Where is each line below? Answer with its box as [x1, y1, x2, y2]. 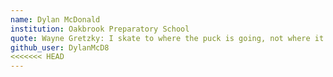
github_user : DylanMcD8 [10, 42, 110, 53]
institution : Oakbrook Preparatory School [10, 24, 190, 34]
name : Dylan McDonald [10, 14, 101, 25]
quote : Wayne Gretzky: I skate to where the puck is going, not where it [10, 33, 325, 43]
